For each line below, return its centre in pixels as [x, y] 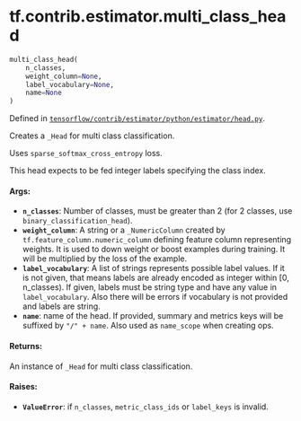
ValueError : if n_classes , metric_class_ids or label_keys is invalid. [146, 407]
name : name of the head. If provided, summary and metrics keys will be [153, 316]
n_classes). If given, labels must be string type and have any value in [149, 287]
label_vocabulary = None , [70, 84]
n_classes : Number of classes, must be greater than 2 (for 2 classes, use [157, 211]
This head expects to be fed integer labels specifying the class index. [138, 171]
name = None [44, 93]
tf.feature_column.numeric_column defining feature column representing [157, 240]
